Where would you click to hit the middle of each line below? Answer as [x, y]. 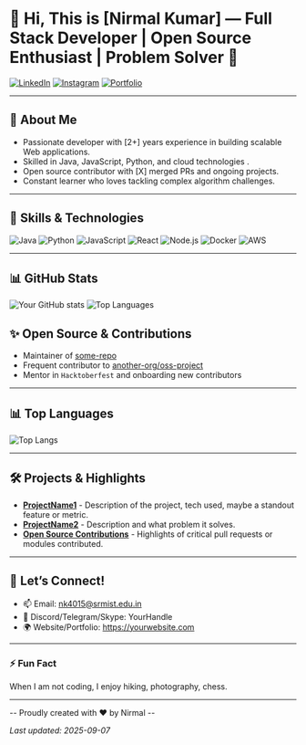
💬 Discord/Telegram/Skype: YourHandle [97, 616]
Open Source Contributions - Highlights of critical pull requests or [148, 534]
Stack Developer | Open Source [131, 38]
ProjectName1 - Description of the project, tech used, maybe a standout [158, 505]
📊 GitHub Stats [54, 278]
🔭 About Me [43, 120]
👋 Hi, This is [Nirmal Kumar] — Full [141, 19]
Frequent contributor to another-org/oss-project [112, 365]
